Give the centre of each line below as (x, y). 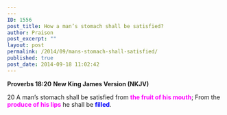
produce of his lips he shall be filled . (59, 104)
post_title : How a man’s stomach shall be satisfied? (86, 26)
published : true (30, 58)
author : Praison (30, 33)
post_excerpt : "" (32, 39)
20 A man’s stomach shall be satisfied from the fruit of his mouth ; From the (114, 97)
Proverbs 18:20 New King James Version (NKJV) (78, 84)
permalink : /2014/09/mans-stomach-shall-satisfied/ (82, 52)
